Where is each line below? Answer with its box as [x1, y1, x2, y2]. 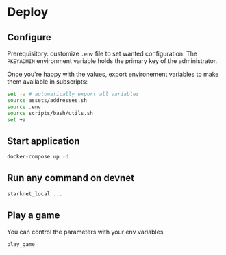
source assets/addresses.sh [7, 97, 88, 104]
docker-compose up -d [7, 154, 69, 160]
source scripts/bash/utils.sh [7, 110, 94, 117]
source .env [7, 104, 41, 110]
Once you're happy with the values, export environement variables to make [7, 70, 219, 78]
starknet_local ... [7, 190, 63, 197]
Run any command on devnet [7, 172, 135, 184]
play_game [7, 241, 36, 247]
